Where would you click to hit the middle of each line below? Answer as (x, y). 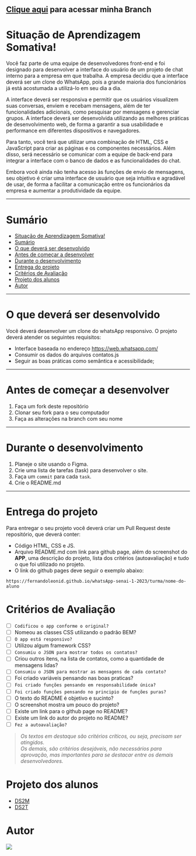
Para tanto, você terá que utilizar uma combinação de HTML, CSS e (87, 142)
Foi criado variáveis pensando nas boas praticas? (74, 678)
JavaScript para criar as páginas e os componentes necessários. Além (91, 148)
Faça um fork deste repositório (51, 407)
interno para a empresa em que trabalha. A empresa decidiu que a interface (97, 76)
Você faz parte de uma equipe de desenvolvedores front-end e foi (85, 63)
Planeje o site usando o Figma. (51, 464)
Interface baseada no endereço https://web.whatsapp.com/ (86, 349)
